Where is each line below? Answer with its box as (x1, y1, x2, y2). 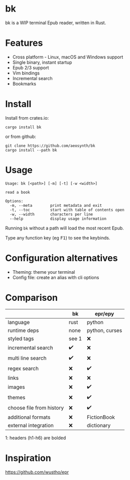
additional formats (8, 414, 51, 421)
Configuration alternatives (5, 252, 118, 264)
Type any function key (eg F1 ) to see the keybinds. (5, 234, 110, 241)
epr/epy (94, 310, 114, 317)
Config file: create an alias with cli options (12, 274, 99, 280)
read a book (5, 190, 30, 195)
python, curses (87, 327, 122, 334)
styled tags (8, 335, 34, 342)
